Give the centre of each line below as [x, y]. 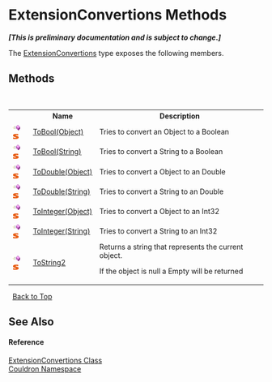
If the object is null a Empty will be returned [171, 271]
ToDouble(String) [62, 191]
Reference [26, 342]
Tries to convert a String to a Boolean [161, 152]
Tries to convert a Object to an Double [163, 171]
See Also [31, 322]
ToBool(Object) [58, 132]
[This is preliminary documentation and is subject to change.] [115, 37]
